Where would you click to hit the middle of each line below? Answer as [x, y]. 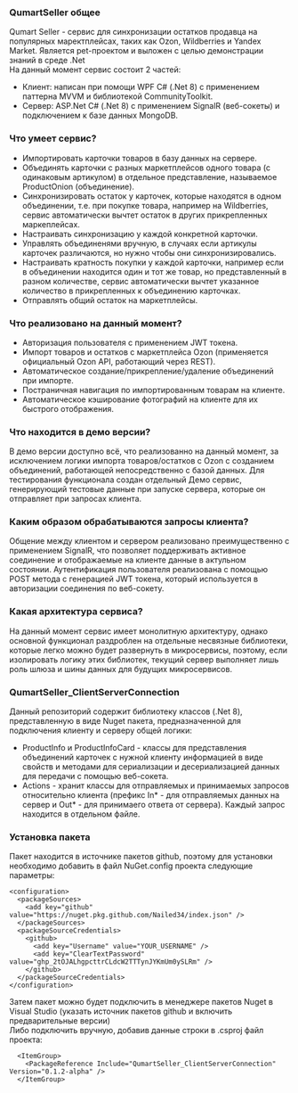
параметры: [32, 875]
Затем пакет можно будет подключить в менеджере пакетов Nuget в [141, 1002]
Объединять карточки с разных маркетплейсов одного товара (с [146, 168]
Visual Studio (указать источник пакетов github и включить [121, 1011]
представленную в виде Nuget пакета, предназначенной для [125, 721]
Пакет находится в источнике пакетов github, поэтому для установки [141, 857]
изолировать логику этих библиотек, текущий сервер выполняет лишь [144, 659]
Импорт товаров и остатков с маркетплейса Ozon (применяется [145, 352]
